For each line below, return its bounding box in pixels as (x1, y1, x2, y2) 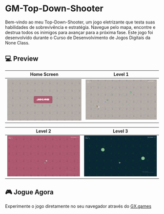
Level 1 (113, 71, 129, 77)
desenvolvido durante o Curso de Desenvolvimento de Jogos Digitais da (5, 35, 150, 41)
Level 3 (113, 128, 128, 134)
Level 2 (36, 128, 51, 134)
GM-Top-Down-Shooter (5, 3, 103, 14)
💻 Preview (5, 55, 39, 63)
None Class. (5, 40, 30, 45)
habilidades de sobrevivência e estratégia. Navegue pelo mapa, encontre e (5, 24, 156, 30)
